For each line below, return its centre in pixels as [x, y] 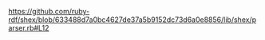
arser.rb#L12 [29, 28]
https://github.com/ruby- [49, 11]
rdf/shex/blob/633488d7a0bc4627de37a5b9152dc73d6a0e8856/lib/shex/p [132, 20]
